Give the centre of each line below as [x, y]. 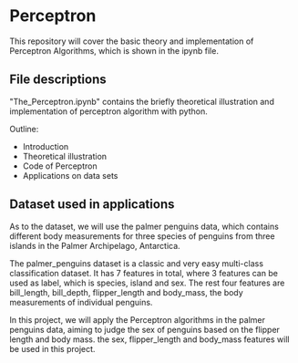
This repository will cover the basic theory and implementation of [132, 41]
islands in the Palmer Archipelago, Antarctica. [95, 245]
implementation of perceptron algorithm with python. [108, 111]
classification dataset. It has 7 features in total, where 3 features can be [144, 273]
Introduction [46, 146]
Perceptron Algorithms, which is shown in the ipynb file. [114, 50]
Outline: [24, 129]
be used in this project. [52, 348]
